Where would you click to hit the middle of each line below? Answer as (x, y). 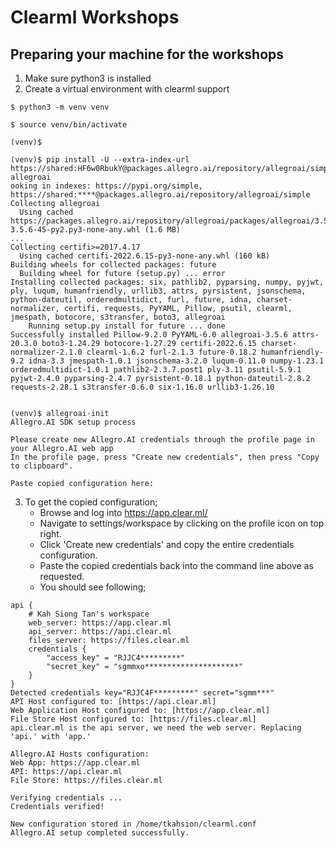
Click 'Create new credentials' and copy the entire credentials (167, 544)
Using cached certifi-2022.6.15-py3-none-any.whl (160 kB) (145, 256)
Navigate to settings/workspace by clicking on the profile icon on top (182, 523)
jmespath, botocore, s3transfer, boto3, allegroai (118, 317)
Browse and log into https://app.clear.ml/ (123, 512)
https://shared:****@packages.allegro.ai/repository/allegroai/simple (160, 195)
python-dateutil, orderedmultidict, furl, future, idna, (131, 300)
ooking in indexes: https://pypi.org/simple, (106, 186)
